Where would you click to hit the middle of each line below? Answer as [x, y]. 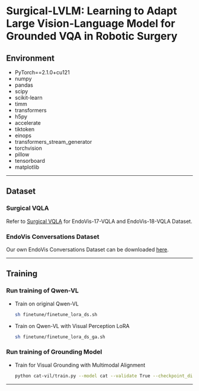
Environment [31, 58]
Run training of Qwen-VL [42, 291]
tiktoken [25, 129]
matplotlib [27, 167]
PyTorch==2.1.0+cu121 [42, 72]
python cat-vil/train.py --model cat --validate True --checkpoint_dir [105, 376]
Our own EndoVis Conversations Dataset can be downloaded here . [87, 249]
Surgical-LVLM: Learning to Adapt [92, 11]
